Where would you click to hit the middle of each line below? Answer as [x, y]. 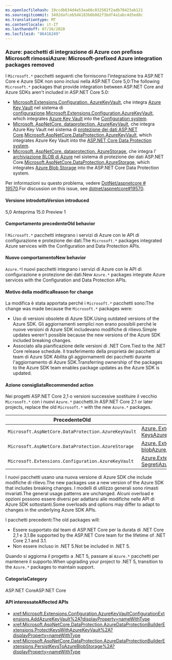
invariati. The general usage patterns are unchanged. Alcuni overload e [80, 494]
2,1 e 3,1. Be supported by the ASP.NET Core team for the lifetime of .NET [89, 535]
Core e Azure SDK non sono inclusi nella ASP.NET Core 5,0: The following [82, 81]
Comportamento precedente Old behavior [50, 223]
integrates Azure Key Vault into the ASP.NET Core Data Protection [82, 140]
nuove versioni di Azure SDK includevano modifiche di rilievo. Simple [85, 330]
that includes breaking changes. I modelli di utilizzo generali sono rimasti [82, 488]
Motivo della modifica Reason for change [49, 292]
